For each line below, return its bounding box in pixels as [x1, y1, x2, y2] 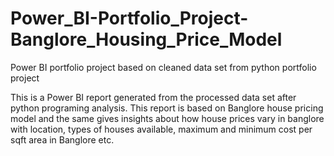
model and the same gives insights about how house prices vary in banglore [10, 112, 325, 124]
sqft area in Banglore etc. [10, 133, 115, 146]
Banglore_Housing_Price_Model [10, 28, 283, 51]
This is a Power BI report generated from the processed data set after [10, 91, 297, 103]
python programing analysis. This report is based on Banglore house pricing [10, 102, 324, 114]
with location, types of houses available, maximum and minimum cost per [10, 123, 313, 135]
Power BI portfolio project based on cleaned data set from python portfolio [10, 61, 317, 73]
